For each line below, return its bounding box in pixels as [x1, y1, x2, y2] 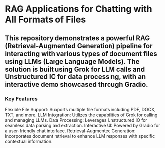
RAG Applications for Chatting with [5, 3, 152, 15]
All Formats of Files [5, 14, 86, 25]
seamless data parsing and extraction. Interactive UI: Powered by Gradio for [5, 122, 160, 128]
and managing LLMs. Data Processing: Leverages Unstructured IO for [5, 117, 147, 123]
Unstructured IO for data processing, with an [5, 73, 146, 81]
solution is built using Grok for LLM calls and [5, 65, 145, 73]
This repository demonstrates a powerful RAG [5, 34, 150, 42]
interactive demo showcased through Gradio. [5, 80, 148, 89]
